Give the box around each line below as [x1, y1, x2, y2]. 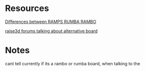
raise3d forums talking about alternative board [5, 28, 98, 34]
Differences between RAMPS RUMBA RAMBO [5, 19, 97, 24]
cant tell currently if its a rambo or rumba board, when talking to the [5, 60, 141, 66]
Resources [5, 3, 49, 14]
